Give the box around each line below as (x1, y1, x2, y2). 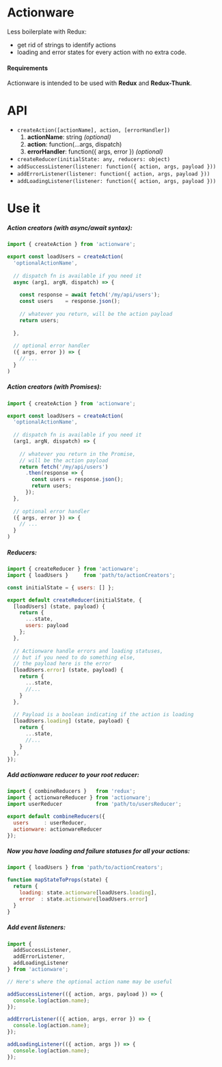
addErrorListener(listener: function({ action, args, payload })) (16, 171, 210, 177)
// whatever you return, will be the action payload (19, 310, 173, 317)
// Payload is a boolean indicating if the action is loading (13, 711, 194, 718)
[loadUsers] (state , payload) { (13, 603, 106, 610)
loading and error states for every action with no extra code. (16, 48, 186, 56)
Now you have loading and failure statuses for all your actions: (7, 847, 190, 855)
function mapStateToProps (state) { (7, 876, 109, 883)
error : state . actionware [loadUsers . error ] (19, 896, 148, 903)
